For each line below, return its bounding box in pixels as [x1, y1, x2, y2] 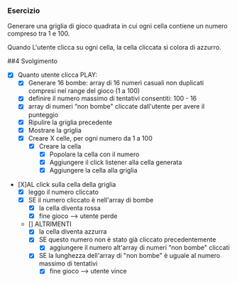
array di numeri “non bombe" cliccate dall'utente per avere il [28, 102, 205, 111]
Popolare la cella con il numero [49, 150, 140, 158]
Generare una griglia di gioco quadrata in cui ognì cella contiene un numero [7, 22, 228, 31]
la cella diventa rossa [38, 204, 101, 212]
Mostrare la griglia [28, 126, 82, 134]
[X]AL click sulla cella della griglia [17, 180, 116, 188]
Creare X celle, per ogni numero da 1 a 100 [28, 134, 153, 142]
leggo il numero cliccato [28, 188, 99, 196]
